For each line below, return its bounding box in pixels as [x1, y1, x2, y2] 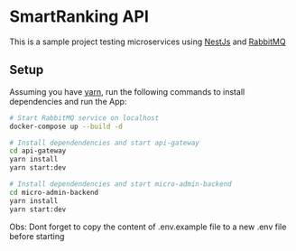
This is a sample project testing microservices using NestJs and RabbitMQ [9, 36, 286, 47]
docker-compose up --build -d [9, 122, 124, 131]
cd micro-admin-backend [9, 188, 99, 197]
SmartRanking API [9, 6, 149, 27]
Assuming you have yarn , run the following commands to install [9, 86, 245, 97]
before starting [9, 230, 65, 241]
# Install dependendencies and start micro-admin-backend [9, 180, 232, 189]
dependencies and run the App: [9, 96, 127, 107]
